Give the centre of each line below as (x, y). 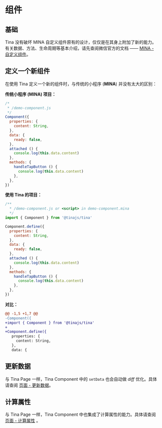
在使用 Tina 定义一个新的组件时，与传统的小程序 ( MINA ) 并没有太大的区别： (81, 84)
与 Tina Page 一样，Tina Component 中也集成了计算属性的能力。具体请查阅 (81, 414)
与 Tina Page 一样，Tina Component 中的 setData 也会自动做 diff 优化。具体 (81, 379)
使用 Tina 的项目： (24, 195)
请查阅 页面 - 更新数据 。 (29, 385)
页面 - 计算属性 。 (23, 421)
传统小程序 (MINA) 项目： (31, 94)
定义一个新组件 (27, 71)
